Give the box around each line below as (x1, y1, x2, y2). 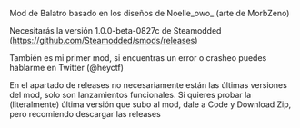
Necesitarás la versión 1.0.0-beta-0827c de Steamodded (9, 25, 222, 35)
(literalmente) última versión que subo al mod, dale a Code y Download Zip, (9, 99, 292, 110)
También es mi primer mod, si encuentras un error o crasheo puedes (9, 53, 267, 63)
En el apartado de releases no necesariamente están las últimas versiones (9, 80, 288, 90)
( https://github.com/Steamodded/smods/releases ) (9, 35, 198, 45)
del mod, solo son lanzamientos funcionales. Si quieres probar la (9, 90, 252, 100)
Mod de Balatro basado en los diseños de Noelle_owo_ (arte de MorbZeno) (9, 8, 290, 18)
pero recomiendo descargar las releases (9, 109, 161, 119)
